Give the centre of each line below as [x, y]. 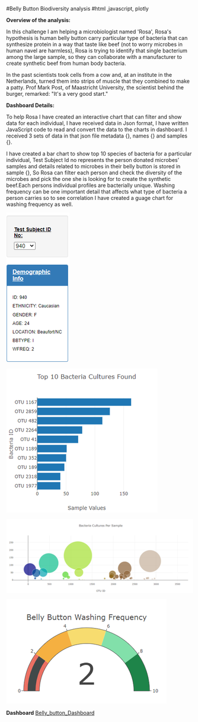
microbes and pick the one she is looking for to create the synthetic [88, 179]
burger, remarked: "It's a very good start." [57, 94]
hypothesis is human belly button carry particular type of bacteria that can [97, 38]
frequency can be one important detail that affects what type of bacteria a [97, 192]
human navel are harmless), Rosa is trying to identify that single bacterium [97, 51]
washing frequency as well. [39, 204]
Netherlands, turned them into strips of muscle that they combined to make [98, 81]
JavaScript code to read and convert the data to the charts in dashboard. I [97, 129]
